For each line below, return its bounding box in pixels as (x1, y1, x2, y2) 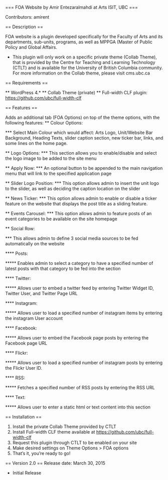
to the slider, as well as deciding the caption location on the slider (5, 186, 140, 191)
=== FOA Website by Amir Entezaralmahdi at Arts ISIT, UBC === (5, 5, 138, 10)
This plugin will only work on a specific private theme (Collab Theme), (12, 54, 157, 60)
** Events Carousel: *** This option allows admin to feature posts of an (5, 211, 152, 216)
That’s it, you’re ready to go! (12, 450, 71, 456)
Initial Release (12, 470, 42, 475)
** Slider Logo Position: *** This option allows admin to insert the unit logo (5, 180, 159, 186)
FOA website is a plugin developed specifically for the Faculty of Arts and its (5, 34, 163, 39)
